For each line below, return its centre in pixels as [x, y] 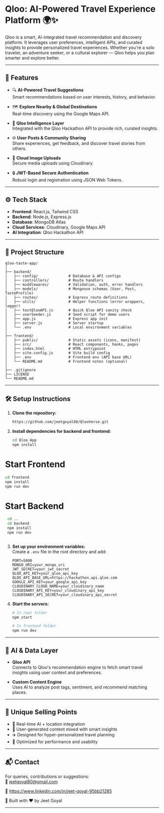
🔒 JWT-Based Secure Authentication [50, 173]
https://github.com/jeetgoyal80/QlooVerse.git [60, 422]
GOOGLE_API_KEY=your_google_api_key [49, 582]
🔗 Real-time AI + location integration [49, 724]
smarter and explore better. [32, 58]
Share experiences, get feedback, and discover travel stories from [79, 143]
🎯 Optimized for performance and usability [55, 742]
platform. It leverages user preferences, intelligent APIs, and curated [74, 42]
